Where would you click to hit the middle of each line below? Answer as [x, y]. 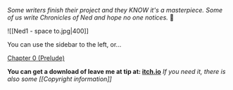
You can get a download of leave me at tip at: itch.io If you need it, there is [116, 72]
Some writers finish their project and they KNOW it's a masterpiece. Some [115, 10]
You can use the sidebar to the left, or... [64, 44]
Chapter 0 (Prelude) [36, 58]
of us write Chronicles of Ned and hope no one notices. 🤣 [91, 17]
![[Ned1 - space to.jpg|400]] [48, 31]
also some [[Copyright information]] [60, 79]
